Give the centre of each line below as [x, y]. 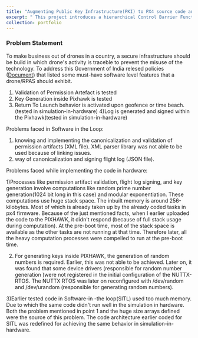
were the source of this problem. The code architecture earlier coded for [94, 317]
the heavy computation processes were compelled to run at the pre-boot [95, 238]
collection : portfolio [34, 22]
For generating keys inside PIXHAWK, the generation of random [92, 256]
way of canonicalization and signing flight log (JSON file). [84, 159]
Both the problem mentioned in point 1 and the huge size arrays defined [93, 311]
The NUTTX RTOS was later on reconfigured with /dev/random [108, 281]
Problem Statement [34, 43]
